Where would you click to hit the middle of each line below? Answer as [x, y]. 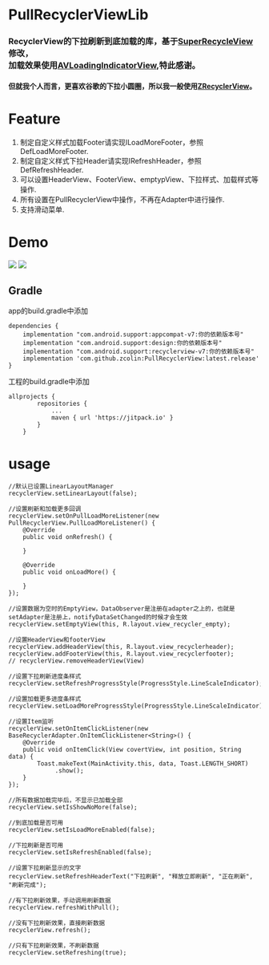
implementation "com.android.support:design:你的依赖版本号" [122, 343]
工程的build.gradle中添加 [49, 382]
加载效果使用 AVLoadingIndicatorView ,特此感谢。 [104, 66]
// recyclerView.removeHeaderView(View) [77, 661]
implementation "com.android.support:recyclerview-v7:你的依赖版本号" [139, 352]
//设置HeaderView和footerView [57, 640]
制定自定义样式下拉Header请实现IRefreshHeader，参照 [110, 160]
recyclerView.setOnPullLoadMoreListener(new [84, 516]
